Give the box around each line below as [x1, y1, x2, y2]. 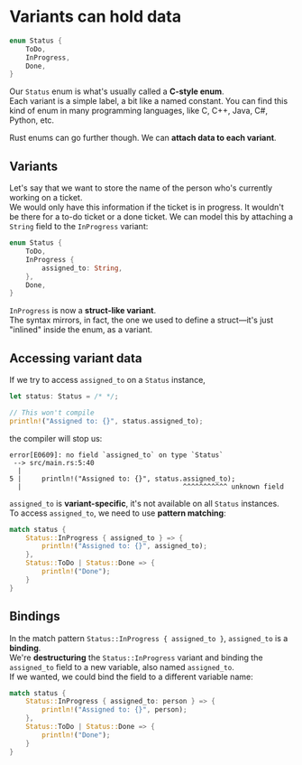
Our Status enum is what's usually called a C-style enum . [9, 86, 224, 97]
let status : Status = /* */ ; [9, 392, 119, 401]
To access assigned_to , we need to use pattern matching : [9, 508, 227, 518]
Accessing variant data [9, 350, 142, 366]
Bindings [9, 609, 60, 624]
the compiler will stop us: [9, 433, 103, 443]
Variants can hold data [9, 6, 182, 27]
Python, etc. [9, 115, 55, 126]
